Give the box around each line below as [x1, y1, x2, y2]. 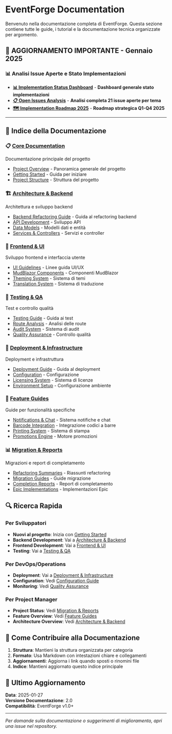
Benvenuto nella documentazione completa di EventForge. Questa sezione [5, 21, 163, 27]
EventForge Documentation [5, 4, 125, 15]
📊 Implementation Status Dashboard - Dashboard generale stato [12, 84, 155, 90]
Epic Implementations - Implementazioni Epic [12, 486, 109, 493]
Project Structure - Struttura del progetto [12, 177, 99, 183]
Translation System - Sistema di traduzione [12, 280, 104, 287]
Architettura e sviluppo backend [5, 203, 73, 210]
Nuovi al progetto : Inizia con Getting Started [12, 531, 106, 537]
